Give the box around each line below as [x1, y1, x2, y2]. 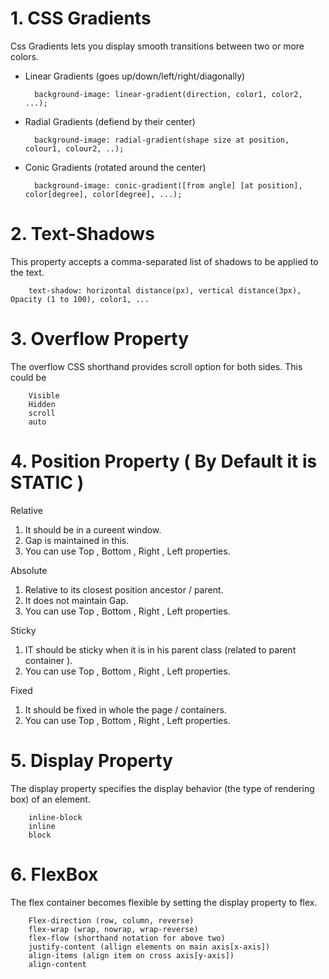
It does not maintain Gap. [24, 594, 129, 606]
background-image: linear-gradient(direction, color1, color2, [34, 89, 303, 99]
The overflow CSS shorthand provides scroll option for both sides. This [10, 360, 303, 372]
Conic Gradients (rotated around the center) [24, 161, 207, 173]
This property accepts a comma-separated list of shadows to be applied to [10, 255, 319, 267]
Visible [28, 390, 60, 401]
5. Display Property [10, 749, 173, 772]
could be [10, 371, 47, 383]
